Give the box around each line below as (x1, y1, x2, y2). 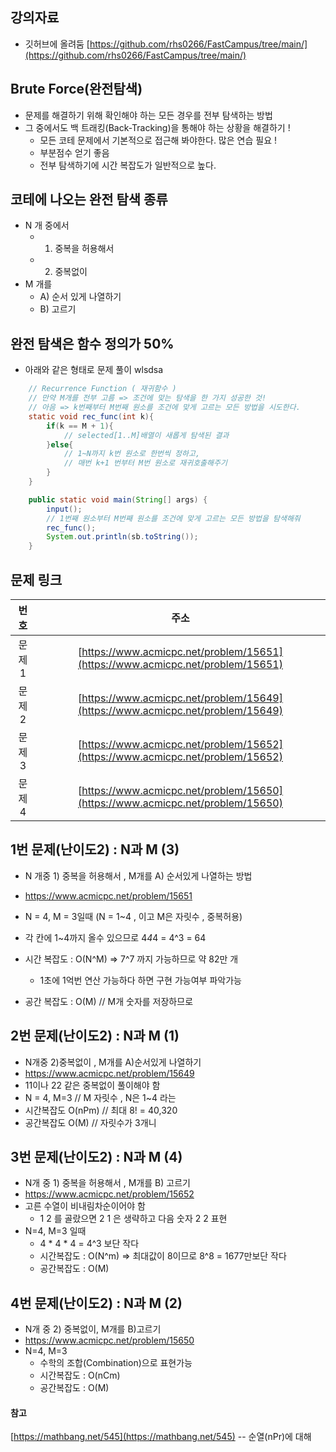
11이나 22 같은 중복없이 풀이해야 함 (24, 1079, 161, 1091)
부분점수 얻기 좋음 (39, 146, 110, 158)
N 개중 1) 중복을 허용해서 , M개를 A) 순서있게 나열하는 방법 (24, 869, 253, 882)
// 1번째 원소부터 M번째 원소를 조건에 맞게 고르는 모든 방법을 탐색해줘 (46, 513, 301, 523)
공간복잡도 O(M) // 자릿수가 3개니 (24, 1116, 157, 1128)
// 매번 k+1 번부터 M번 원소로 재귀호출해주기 (63, 458, 228, 468)
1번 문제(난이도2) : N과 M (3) (10, 841, 180, 858)
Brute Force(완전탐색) (10, 81, 143, 98)
